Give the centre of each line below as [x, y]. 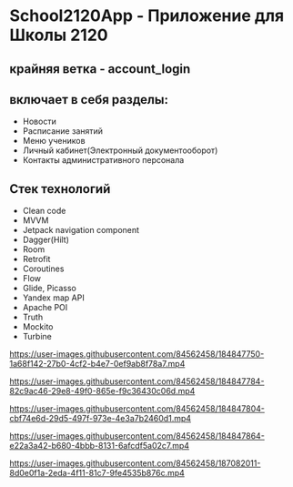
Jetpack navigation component [81, 230]
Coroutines [43, 269]
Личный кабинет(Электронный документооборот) [120, 150]
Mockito [38, 327]
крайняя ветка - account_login [100, 69]
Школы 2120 [59, 35]
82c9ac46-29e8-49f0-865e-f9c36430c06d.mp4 [102, 391]
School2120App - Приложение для [147, 16]
